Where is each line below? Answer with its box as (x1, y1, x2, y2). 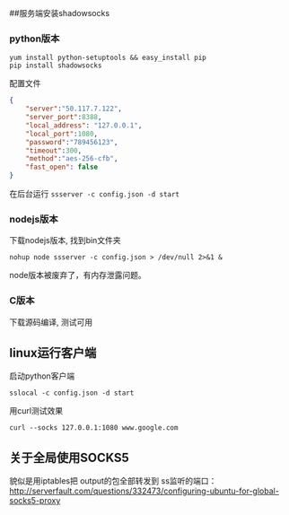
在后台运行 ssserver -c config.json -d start (9, 188, 180, 199)
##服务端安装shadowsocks (9, 8, 110, 18)
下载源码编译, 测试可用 (9, 317, 92, 327)
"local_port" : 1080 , (25, 129, 99, 138)
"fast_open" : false (25, 162, 99, 172)
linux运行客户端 (9, 345, 97, 361)
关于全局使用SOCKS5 (9, 450, 130, 465)
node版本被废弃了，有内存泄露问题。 (9, 270, 146, 281)
